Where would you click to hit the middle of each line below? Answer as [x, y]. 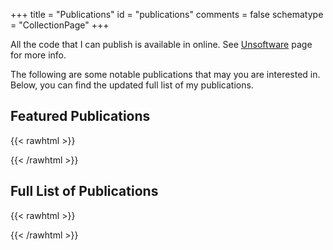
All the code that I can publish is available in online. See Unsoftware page [161, 44]
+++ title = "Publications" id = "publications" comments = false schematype [167, 14]
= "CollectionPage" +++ [60, 25]
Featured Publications [80, 116]
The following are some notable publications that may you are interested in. [165, 74]
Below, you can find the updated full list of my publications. [132, 85]
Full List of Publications [84, 191]
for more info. [38, 55]
